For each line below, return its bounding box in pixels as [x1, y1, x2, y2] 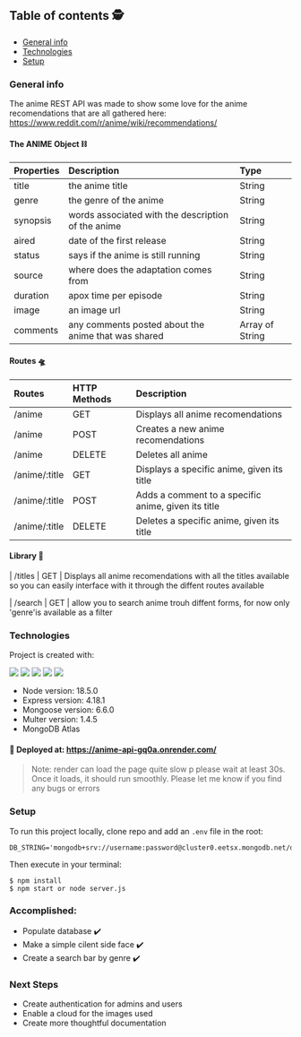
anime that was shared [68, 330, 164, 342]
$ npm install [9, 876, 63, 886]
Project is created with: [9, 650, 95, 661]
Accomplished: [9, 904, 78, 917]
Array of [239, 318, 275, 331]
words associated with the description [68, 209, 229, 221]
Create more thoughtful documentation [21, 1017, 168, 1029]
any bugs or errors [30, 783, 100, 794]
